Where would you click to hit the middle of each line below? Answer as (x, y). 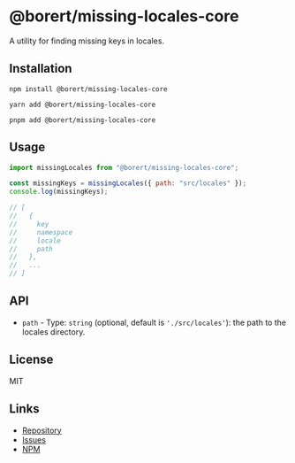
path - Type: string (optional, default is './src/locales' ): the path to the (154, 322)
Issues (34, 439)
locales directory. (53, 332)
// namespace (41, 232)
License (31, 360)
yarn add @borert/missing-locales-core (83, 104)
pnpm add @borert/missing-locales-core (83, 120)
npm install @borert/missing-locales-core (88, 89)
